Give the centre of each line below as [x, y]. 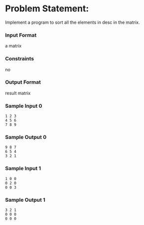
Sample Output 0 [26, 137]
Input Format [21, 35]
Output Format [23, 82]
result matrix [18, 93]
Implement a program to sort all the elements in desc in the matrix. [72, 22]
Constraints [20, 59]
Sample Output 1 [25, 200]
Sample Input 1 [23, 169]
